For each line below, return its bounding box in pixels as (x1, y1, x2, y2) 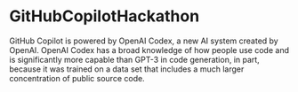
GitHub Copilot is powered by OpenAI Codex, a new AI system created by (9, 35, 278, 46)
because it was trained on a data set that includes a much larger (9, 64, 245, 74)
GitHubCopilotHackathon (9, 6, 200, 27)
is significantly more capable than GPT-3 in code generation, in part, (9, 54, 260, 65)
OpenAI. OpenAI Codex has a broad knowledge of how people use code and (9, 44, 289, 55)
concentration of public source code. (9, 73, 145, 83)
